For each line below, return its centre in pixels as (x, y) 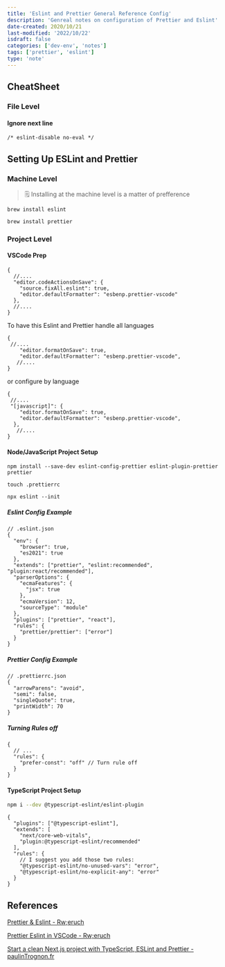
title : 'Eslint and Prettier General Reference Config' (89, 14)
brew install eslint (37, 209)
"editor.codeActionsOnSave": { (58, 282)
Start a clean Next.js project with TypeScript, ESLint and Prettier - (100, 949)
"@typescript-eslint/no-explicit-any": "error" (89, 872)
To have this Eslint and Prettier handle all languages (81, 326)
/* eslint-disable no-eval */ (51, 138)
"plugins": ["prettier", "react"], (65, 620)
